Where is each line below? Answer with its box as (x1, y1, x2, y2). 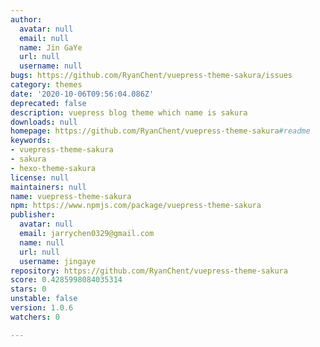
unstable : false (10, 294, 78, 304)
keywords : (10, 136, 52, 146)
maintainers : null (10, 182, 87, 192)
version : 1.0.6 (10, 303, 74, 313)
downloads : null (10, 117, 78, 127)
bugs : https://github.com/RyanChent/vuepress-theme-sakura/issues (10, 71, 293, 81)
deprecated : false (10, 98, 87, 108)
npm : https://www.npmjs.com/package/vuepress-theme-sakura (10, 201, 262, 211)
